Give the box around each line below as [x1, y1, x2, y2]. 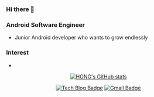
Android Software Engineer [6, 20, 85, 28]
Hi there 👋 [6, 5, 35, 13]
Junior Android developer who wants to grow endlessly [14, 34, 148, 41]
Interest [6, 49, 29, 57]
